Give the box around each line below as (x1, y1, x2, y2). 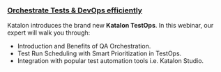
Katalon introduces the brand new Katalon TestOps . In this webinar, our (7, 21, 214, 30)
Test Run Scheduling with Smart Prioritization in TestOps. (17, 49, 182, 57)
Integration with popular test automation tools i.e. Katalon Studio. (17, 57, 204, 65)
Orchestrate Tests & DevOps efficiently (7, 6, 143, 15)
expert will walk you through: (7, 28, 91, 37)
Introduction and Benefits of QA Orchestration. (17, 42, 151, 51)
